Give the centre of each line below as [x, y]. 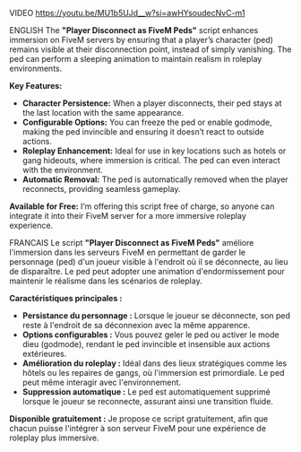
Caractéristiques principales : [66, 298]
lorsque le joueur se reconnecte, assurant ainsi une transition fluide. [147, 401]
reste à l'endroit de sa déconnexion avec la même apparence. [136, 325]
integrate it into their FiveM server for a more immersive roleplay [128, 216]
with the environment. [62, 170]
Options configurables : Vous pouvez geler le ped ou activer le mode [150, 335]
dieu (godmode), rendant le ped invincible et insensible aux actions [146, 344]
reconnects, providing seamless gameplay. [101, 189]
